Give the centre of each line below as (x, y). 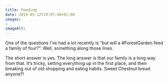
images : (13, 19)
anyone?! (15, 74)
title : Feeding (21, 10)
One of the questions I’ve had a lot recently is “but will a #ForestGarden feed (84, 43)
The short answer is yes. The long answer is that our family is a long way (80, 58)
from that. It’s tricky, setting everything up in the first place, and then (76, 63)
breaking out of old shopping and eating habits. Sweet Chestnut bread (78, 69)
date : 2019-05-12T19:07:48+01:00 (40, 15)
